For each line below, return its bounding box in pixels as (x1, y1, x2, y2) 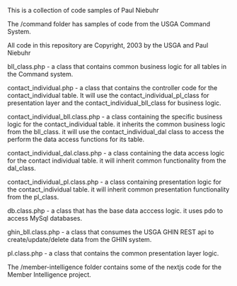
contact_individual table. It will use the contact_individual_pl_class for (7, 92, 210, 99)
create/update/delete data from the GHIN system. (7, 236, 152, 243)
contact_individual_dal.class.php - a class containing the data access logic (7, 149, 225, 157)
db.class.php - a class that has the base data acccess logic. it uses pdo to (7, 207, 224, 215)
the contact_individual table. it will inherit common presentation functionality (7, 185, 230, 194)
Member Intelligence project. (7, 270, 92, 279)
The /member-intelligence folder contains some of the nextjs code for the (7, 263, 221, 271)
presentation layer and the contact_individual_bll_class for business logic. (7, 99, 221, 107)
